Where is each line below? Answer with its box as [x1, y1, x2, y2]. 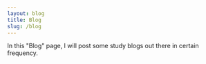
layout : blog [7, 10, 45, 17]
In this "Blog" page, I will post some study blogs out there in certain [7, 42, 199, 50]
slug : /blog [7, 23, 41, 30]
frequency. [7, 49, 38, 57]
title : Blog [7, 17, 41, 23]
